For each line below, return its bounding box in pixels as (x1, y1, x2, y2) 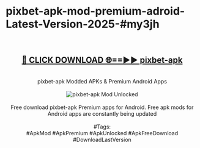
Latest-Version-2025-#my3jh (6, 17, 160, 31)
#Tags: (93, 123, 111, 130)
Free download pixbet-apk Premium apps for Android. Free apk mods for (10, 104, 194, 111)
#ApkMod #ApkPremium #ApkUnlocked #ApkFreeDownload (26, 129, 179, 136)
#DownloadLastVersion (72, 136, 132, 143)
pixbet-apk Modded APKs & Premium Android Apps (37, 77, 168, 85)
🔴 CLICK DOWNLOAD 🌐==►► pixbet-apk (21, 55, 183, 65)
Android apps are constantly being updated (47, 110, 157, 117)
